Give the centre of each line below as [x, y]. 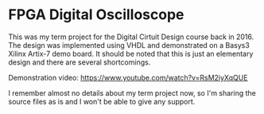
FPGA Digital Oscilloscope [96, 15]
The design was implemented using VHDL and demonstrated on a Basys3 [129, 45]
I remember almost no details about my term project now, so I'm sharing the [132, 92]
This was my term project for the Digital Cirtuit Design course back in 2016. [131, 37]
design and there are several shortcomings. [80, 62]
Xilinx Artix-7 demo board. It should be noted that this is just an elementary [131, 53]
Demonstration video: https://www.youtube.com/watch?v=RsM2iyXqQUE [128, 77]
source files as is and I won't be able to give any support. [102, 101]
